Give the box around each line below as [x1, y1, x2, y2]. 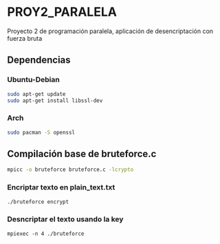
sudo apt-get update [7, 90, 67, 97]
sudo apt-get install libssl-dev [7, 97, 103, 104]
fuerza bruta [7, 34, 43, 42]
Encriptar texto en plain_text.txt [7, 183, 115, 192]
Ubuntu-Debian [7, 75, 60, 85]
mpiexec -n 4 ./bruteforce [7, 230, 85, 237]
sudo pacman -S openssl [7, 129, 76, 136]
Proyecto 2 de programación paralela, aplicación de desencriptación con [7, 27, 214, 35]
